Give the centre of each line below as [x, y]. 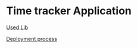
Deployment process [32, 39]
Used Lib [17, 27]
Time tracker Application [69, 11]
